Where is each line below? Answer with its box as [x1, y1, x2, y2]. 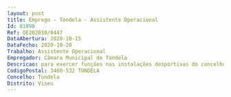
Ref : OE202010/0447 [7, 29, 63, 36]
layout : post [7, 10, 45, 17]
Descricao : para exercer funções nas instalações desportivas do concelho [7, 61, 226, 68]
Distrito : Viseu [7, 80, 54, 87]
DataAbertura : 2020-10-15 [7, 36, 81, 42]
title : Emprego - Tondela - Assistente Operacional [7, 16, 158, 23]
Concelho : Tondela [7, 73, 60, 81]
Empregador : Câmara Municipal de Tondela [7, 55, 128, 61]
